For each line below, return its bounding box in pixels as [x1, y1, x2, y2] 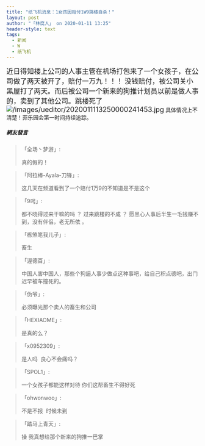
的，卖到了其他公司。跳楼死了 [6, 96, 103, 106]
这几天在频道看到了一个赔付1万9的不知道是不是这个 [21, 184, 151, 192]
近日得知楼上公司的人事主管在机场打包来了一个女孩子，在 [6, 67, 192, 76]
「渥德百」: [21, 257, 50, 264]
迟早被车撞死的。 [21, 277, 65, 284]
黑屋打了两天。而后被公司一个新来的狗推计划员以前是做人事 [6, 87, 199, 95]
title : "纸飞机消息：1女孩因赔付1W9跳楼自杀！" [6, 9, 115, 15]
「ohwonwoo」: [21, 394, 62, 401]
